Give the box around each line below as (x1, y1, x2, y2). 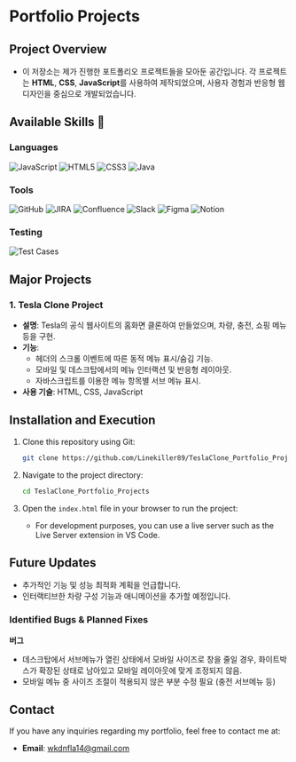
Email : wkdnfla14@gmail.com (21, 743, 130, 754)
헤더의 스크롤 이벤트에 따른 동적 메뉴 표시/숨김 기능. (35, 353, 214, 363)
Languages (9, 141, 59, 154)
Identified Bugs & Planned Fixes (9, 614, 149, 626)
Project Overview (9, 42, 107, 57)
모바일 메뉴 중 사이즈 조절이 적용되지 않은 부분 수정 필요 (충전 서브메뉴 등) (21, 676, 277, 687)
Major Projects (9, 272, 92, 287)
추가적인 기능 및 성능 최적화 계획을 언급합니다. (21, 580, 182, 591)
